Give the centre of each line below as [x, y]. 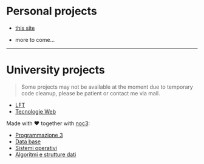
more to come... [35, 39]
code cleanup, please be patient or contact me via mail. [90, 93]
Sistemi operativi [36, 148]
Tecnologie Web [36, 111]
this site [25, 28]
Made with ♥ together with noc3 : [48, 123]
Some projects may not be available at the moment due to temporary [107, 87]
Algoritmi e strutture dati [46, 154]
